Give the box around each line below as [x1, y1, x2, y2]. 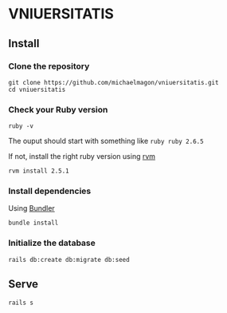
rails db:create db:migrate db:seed [8, 256, 130, 263]
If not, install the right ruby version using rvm [8, 152, 156, 161]
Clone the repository [8, 61, 90, 72]
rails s [8, 299, 34, 307]
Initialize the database [8, 237, 96, 248]
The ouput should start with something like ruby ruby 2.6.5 [8, 137, 205, 146]
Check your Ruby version [8, 104, 108, 115]
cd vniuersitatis [8, 85, 66, 93]
